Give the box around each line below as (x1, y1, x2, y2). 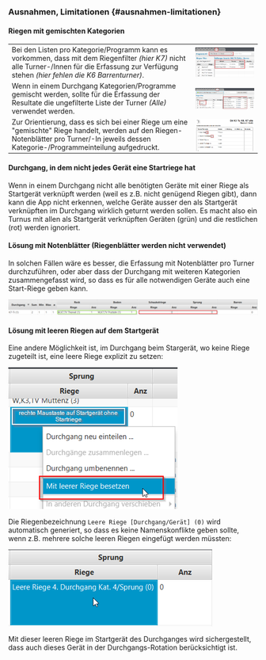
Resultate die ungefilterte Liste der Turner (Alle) (11, 98, 167, 108)
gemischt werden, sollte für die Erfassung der (11, 90, 161, 99)
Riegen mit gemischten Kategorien (8, 26, 125, 36)
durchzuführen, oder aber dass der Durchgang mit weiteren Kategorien (8, 266, 241, 276)
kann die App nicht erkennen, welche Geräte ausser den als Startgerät (8, 197, 237, 207)
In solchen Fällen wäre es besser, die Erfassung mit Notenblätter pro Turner (8, 258, 255, 268)
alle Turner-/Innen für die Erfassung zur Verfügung (11, 62, 179, 71)
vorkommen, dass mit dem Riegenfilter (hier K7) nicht (11, 53, 186, 63)
